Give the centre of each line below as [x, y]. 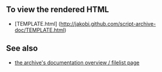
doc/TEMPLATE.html [39, 30]
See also [22, 48]
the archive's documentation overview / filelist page [77, 62]
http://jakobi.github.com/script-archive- [108, 23]
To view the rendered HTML [58, 10]
